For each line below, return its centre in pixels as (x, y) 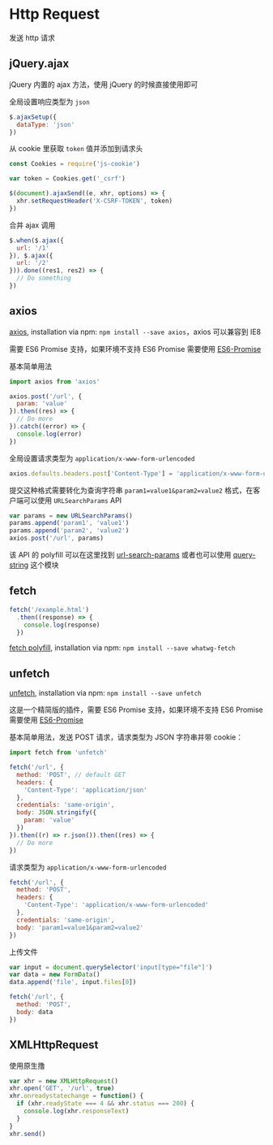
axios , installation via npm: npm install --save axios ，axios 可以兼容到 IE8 (135, 332)
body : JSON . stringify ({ (56, 813)
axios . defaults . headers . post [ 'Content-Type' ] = (91, 473)
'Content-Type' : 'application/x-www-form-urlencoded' (116, 905)
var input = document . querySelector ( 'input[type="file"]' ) (111, 967)
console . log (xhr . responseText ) (77, 1111)
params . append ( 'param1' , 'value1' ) (69, 523)
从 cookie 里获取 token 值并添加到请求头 (76, 149)
